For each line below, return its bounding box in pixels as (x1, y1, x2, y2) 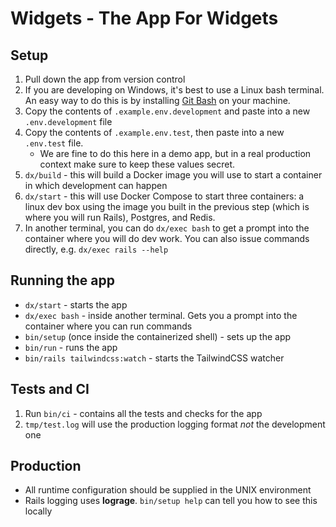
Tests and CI (10, 381, 90, 398)
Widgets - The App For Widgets (10, 7, 279, 30)
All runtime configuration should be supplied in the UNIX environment (24, 484, 312, 496)
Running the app (10, 272, 115, 289)
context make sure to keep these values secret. (39, 158, 236, 170)
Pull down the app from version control (24, 73, 186, 85)
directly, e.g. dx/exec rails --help (24, 243, 169, 255)
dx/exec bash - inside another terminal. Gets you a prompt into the (24, 309, 298, 321)
